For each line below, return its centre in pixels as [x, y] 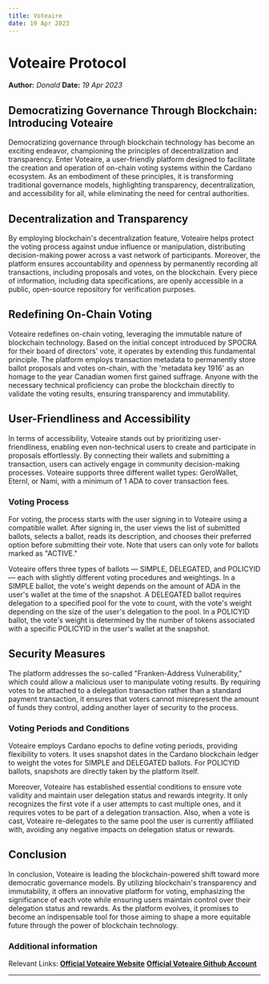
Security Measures [57, 654]
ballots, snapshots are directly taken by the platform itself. [104, 771]
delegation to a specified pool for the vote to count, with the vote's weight [130, 602]
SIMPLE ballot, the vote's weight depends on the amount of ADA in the [124, 586]
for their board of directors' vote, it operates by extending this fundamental [132, 351]
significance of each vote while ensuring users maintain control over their [129, 900]
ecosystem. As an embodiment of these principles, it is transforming [121, 177]
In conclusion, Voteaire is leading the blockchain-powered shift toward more [134, 874]
